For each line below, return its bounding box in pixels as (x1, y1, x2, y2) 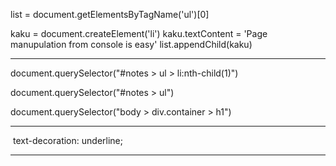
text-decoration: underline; (12, 135, 123, 146)
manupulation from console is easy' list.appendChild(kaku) (10, 39, 253, 50)
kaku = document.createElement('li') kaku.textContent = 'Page (10, 28, 268, 39)
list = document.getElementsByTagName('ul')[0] (10, 9, 210, 20)
